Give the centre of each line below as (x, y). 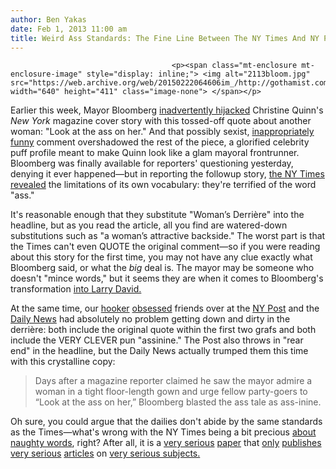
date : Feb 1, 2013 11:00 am (69, 29)
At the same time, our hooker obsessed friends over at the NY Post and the (165, 308)
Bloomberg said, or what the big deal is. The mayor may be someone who (162, 268)
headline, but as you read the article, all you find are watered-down (149, 225)
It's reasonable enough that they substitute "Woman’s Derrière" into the (157, 215)
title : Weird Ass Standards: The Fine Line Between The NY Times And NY (165, 38)
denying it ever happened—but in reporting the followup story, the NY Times (167, 174)
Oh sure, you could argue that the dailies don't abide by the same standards (166, 422)
